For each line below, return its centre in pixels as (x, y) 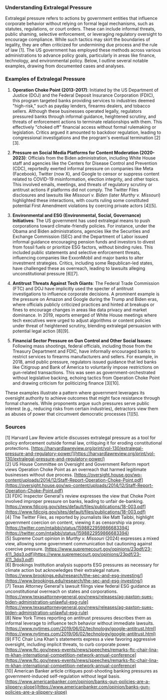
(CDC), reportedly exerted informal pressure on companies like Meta (83, 168)
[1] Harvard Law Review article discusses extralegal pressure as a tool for (81, 438)
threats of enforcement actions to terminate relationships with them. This (87, 122)
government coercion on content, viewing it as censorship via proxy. (76, 522)
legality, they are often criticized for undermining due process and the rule (82, 45)
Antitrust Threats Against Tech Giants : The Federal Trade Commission (86, 283)
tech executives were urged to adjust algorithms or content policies (82, 320)
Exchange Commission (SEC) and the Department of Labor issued (80, 236)
